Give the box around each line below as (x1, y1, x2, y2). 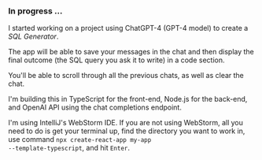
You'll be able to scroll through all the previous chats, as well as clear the (8, 71, 244, 80)
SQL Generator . (8, 32, 59, 41)
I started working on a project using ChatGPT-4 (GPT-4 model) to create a (8, 24, 249, 33)
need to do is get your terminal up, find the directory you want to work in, (8, 126, 245, 136)
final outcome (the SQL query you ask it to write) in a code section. (8, 55, 226, 65)
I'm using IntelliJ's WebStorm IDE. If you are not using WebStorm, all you (8, 118, 244, 128)
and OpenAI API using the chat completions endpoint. (8, 102, 183, 112)
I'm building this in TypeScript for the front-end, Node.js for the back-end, (8, 95, 248, 104)
